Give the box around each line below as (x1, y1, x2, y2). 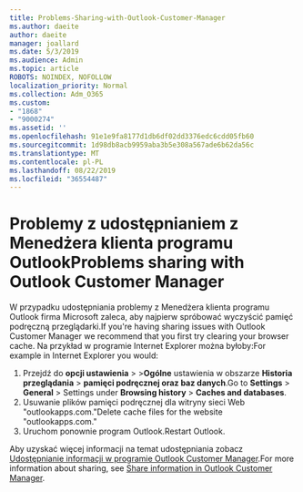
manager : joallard (9, 38, 79, 48)
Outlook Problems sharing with (9, 252, 245, 273)
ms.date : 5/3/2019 (9, 47, 79, 56)
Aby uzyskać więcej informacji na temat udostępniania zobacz (9, 444, 244, 455)
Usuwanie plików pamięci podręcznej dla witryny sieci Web (22, 397, 246, 408)
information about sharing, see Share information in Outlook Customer (9, 463, 273, 474)
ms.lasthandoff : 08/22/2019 (9, 166, 116, 175)
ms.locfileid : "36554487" (9, 174, 107, 183)
